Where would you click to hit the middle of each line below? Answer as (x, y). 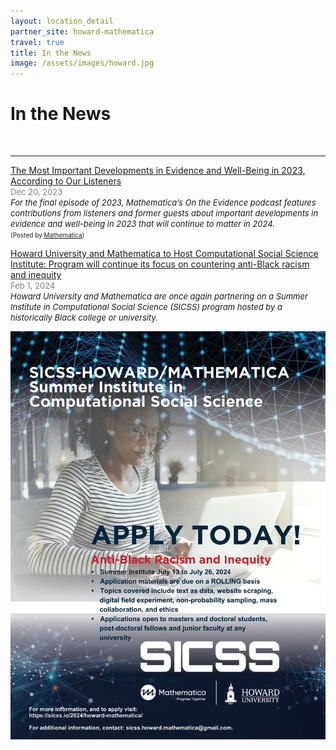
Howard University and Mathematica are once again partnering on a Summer (159, 296)
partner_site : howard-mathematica (82, 31)
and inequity (36, 275)
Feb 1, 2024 (33, 286)
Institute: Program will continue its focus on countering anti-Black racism (160, 264)
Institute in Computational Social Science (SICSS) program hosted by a (146, 307)
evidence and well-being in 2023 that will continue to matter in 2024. (142, 224)
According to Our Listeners (66, 181)
